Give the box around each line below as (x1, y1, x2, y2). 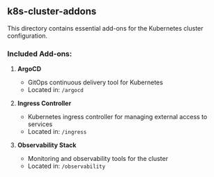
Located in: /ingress (27, 128, 87, 136)
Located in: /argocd (27, 86, 84, 94)
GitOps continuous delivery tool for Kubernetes (27, 78, 164, 86)
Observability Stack (17, 141, 77, 149)
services (27, 120, 53, 128)
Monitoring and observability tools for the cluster (27, 155, 169, 163)
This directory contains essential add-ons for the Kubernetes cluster (7, 24, 204, 32)
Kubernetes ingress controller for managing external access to (27, 113, 208, 121)
